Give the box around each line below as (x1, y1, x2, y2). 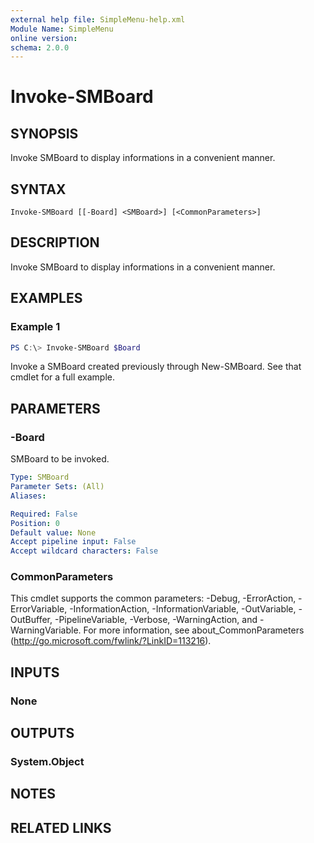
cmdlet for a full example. (10, 371, 116, 383)
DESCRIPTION (10, 234, 100, 251)
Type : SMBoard (10, 472, 70, 483)
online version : (10, 33, 78, 43)
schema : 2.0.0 (10, 42, 70, 53)
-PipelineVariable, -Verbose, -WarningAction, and (54, 614, 258, 626)
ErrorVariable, (10, 603, 68, 615)
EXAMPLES (10, 290, 83, 307)
